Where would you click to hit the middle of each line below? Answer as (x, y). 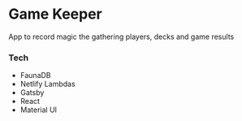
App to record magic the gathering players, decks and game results (121, 37)
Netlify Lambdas (48, 84)
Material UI (39, 110)
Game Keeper (56, 14)
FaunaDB (35, 76)
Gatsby (32, 93)
